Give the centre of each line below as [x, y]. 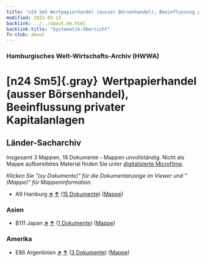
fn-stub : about [26, 35]
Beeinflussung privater [66, 107]
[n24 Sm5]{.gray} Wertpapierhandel [102, 82]
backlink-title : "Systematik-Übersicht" [59, 29]
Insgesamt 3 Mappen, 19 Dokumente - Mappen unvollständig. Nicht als [95, 158]
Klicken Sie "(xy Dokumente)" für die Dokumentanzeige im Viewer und [95, 176]
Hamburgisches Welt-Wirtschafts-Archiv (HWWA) [83, 56]
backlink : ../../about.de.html [46, 23]
